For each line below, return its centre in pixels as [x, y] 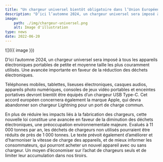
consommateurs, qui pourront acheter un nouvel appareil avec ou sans [76, 145]
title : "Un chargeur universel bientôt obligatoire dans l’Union [72, 9]
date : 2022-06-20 [23, 37]
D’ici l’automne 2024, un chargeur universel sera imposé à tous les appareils [81, 59]
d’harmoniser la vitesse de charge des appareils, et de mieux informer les [78, 140]
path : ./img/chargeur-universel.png [51, 23]
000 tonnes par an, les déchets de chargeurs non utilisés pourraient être [78, 130]
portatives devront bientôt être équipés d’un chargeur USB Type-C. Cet [76, 94]
